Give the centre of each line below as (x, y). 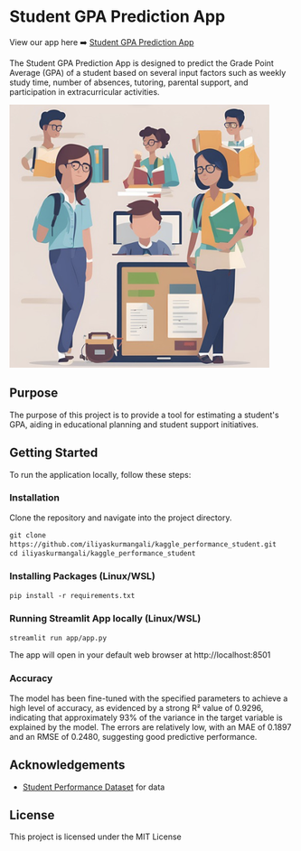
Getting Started (54, 453)
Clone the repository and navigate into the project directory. (121, 518)
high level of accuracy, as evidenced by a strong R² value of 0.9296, (136, 707)
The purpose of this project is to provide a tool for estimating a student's (144, 415)
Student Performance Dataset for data (94, 787)
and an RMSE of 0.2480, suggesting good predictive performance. (133, 736)
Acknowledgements (67, 765)
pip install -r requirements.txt (72, 596)
